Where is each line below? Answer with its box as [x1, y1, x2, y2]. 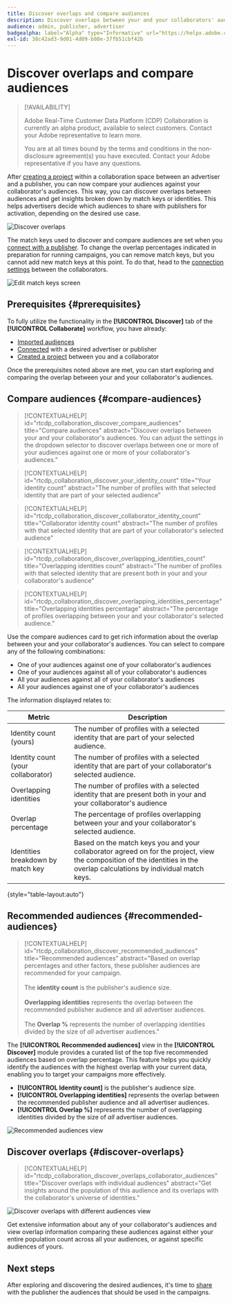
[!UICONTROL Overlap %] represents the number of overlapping [17, 1106, 202, 1114]
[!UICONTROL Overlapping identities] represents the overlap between [17, 1090, 220, 1099]
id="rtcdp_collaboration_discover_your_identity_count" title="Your [23, 476, 211, 484]
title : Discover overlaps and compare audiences [7, 10, 150, 17]
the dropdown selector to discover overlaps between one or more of [23, 441, 219, 449]
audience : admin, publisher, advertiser [7, 23, 126, 30]
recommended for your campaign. [23, 968, 122, 977]
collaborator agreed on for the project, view [73, 847, 215, 856]
